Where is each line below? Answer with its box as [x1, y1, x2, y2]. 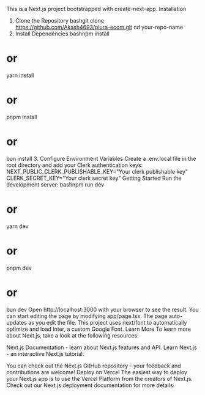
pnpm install [6, 113, 37, 120]
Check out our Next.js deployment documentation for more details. [6, 382, 175, 389]
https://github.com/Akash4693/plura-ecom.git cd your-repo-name [15, 24, 184, 31]
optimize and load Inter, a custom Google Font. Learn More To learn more [6, 325, 192, 333]
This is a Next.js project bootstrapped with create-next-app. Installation [6, 6, 187, 12]
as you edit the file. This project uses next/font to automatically [28, 319, 187, 326]
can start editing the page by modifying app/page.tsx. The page [6, 312, 168, 320]
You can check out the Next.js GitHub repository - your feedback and [6, 362, 182, 369]
